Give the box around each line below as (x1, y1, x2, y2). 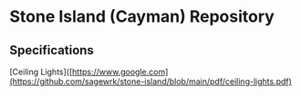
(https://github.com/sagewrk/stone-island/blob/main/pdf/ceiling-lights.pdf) (9, 76, 292, 87)
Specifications (9, 43, 94, 58)
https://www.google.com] (71, 66, 169, 77)
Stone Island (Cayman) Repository (9, 6, 275, 27)
